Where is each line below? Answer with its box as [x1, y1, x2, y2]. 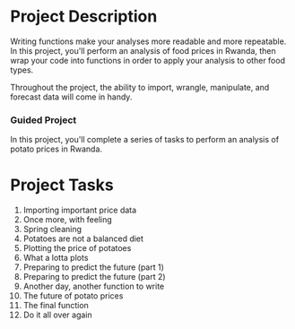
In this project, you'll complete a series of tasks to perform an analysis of [10, 134, 280, 145]
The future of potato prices [22, 290, 124, 301]
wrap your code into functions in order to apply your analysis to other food [10, 55, 286, 65]
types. [10, 65, 34, 75]
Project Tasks [10, 175, 115, 195]
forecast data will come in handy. [10, 91, 133, 102]
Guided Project [10, 114, 77, 126]
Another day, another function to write [22, 281, 165, 292]
